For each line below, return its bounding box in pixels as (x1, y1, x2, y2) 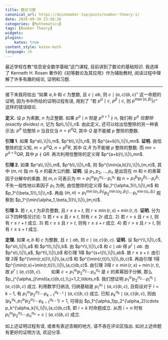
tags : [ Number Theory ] (5, 26, 52, 31)
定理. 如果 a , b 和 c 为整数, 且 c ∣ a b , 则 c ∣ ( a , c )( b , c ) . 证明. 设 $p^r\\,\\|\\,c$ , (5, 237, 162, 243)
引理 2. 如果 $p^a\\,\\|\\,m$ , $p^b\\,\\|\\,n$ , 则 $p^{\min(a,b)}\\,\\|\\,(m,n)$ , (5, 161, 156, 167)
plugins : (5, 35, 23, 40)
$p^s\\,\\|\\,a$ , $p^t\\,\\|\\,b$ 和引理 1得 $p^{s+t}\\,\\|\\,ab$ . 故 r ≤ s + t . (5, 249, 150, 255)
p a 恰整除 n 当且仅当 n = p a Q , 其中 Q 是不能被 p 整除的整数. (16, 126, 139, 133)
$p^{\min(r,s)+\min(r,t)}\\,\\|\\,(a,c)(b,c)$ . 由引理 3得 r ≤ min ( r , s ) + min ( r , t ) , (5, 262, 160, 268)
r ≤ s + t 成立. (10, 226, 39, 232)
